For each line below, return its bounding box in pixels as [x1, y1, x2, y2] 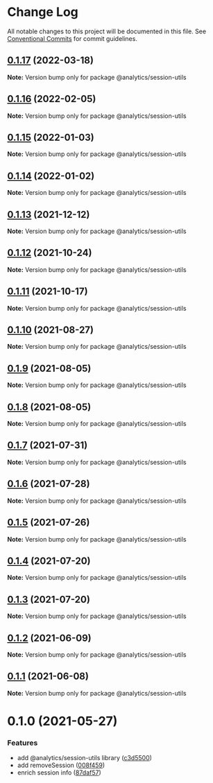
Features [7, 738, 38, 748]
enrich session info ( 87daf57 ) [17, 768, 102, 777]
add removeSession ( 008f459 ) [17, 761, 105, 770]
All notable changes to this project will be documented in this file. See [7, 27, 207, 35]
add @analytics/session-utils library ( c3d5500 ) [17, 754, 153, 762]
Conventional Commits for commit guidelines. [7, 34, 137, 42]
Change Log [7, 4, 78, 20]
